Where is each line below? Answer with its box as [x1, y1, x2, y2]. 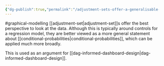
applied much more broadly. [5, 40, 62, 46]
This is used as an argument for [5, 50, 69, 56]
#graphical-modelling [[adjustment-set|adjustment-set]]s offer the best [5, 20, 149, 26]
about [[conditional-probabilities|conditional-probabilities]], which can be [5, 36, 153, 41]
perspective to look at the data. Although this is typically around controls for [5, 25, 158, 31]
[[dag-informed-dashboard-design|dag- [69, 50, 151, 56]
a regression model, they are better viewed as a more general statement [5, 30, 150, 36]
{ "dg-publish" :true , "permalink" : [5, 7, 73, 12]
